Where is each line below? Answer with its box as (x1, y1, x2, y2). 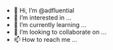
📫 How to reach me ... (13, 36, 77, 43)
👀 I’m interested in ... (13, 14, 72, 22)
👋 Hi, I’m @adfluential (13, 7, 75, 14)
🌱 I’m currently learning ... (13, 21, 87, 28)
